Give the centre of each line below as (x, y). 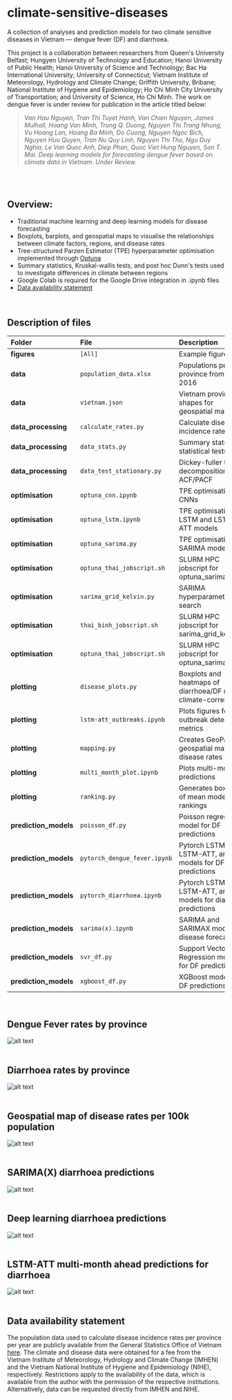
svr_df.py (96, 957)
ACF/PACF (195, 480)
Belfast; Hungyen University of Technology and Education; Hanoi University (115, 60)
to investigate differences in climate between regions (93, 272)
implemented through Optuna (59, 258)
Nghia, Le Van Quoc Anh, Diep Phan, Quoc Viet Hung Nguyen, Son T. (123, 147)
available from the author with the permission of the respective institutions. (114, 1382)
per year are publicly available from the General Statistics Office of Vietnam (115, 1345)
